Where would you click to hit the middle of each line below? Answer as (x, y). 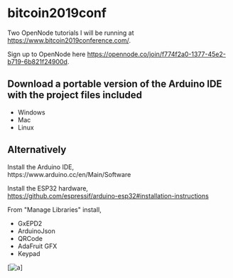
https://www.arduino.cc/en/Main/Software (69, 174)
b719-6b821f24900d (37, 61)
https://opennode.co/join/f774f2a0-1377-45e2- (156, 54)
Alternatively (37, 150)
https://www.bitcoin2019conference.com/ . (69, 40)
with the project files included (75, 95)
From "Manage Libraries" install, (54, 209)
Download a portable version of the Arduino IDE (115, 84)
